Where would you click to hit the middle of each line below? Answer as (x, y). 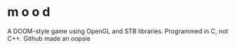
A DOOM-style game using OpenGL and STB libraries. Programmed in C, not (118, 31)
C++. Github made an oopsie (49, 38)
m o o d (29, 12)
